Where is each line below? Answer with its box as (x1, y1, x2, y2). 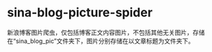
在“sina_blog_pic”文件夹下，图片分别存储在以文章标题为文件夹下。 (7, 36, 195, 45)
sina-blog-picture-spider (7, 5, 153, 21)
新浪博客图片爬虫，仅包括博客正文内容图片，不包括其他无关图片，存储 (7, 28, 205, 36)
